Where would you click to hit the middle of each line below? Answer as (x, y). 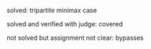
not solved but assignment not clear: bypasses (75, 38)
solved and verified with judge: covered (65, 24)
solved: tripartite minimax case (52, 10)
